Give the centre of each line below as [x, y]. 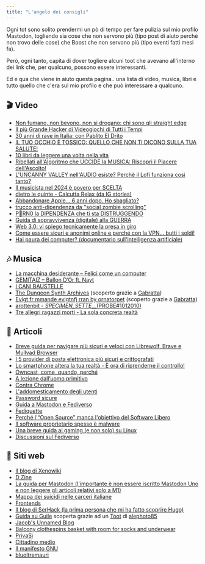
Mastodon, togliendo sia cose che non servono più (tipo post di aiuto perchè [102, 36]
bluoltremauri [32, 555]
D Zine [23, 477]
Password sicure [36, 398]
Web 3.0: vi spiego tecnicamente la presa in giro [76, 227]
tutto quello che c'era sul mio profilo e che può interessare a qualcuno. [95, 85]
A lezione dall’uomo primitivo [52, 379]
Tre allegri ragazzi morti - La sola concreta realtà [77, 312]
